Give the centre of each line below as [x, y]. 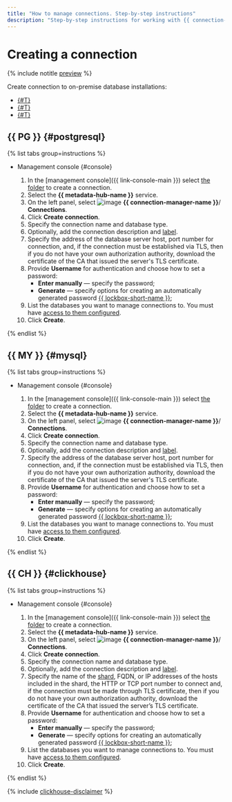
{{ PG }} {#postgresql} [56, 137]
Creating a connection [72, 54]
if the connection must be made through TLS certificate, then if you [123, 690]
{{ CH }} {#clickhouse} [57, 574]
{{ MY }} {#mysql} [47, 355]
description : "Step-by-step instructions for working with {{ [98, 20]
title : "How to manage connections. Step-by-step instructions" [101, 14]
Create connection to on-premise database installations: [87, 87]
